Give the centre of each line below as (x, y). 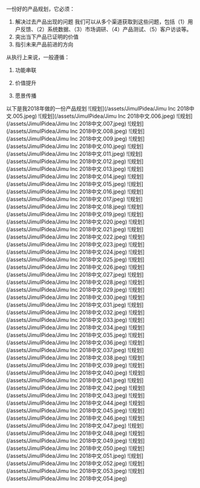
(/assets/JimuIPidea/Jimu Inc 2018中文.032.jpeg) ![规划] (76, 312)
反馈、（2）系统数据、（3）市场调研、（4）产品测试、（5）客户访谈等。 (106, 29)
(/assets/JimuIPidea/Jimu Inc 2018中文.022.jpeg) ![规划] (76, 237)
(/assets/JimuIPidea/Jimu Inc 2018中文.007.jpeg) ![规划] (75, 124)
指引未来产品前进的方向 (44, 44)
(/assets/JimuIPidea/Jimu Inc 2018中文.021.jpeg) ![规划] (75, 229)
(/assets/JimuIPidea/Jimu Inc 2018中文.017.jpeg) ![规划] (74, 199)
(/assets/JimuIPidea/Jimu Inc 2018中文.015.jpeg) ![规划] (75, 184)
